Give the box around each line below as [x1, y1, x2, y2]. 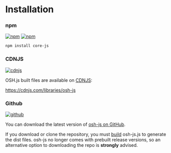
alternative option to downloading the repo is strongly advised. [5, 142, 138, 148]
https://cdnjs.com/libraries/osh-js [5, 87, 76, 93]
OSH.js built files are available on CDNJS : [5, 77, 93, 83]
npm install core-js [5, 43, 50, 49]
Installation [5, 4, 54, 15]
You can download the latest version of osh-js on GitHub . [5, 121, 126, 127]
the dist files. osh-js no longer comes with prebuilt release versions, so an [5, 137, 161, 143]
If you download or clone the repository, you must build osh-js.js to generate [5, 131, 166, 137]
